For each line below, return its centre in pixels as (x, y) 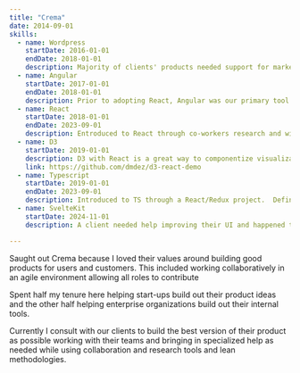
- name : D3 (37, 142)
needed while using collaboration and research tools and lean (123, 350)
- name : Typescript (54, 175)
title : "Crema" (37, 17)
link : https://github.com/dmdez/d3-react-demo (113, 167)
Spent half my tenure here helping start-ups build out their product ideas (143, 294)
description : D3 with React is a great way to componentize (139, 158)
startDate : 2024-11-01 (67, 216)
